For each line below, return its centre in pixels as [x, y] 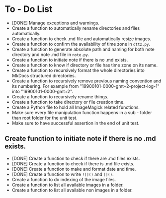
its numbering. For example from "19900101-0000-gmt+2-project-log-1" [85, 86]
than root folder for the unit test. [44, 118]
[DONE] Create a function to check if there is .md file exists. [73, 164]
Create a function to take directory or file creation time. [68, 102]
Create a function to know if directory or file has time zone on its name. [85, 65]
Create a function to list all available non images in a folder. [72, 190]
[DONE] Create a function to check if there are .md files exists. [76, 158]
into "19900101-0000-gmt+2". [42, 91]
